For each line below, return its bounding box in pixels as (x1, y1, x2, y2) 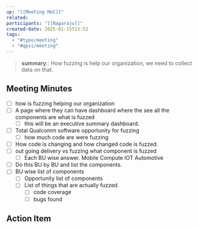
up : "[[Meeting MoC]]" (6, 9, 64, 15)
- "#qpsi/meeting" (12, 43, 59, 49)
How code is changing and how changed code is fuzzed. (15, 140, 158, 148)
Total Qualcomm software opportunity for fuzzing (15, 126, 140, 134)
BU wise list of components (15, 168, 84, 175)
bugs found (33, 195, 63, 202)
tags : (6, 32, 20, 38)
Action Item (6, 213, 52, 224)
